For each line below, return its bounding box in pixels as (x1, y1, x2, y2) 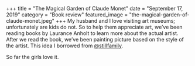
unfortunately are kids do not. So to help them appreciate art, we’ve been (6, 23, 183, 30)
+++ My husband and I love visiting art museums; (55, 18, 176, 24)
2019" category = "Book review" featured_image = (6, 11, 128, 18)
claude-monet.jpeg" (6, 18, 54, 24)
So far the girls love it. (6, 54, 59, 60)
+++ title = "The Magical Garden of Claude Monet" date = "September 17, (6, 5, 183, 12)
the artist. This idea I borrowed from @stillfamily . (6, 42, 124, 49)
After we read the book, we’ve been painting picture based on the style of (6, 36, 184, 43)
